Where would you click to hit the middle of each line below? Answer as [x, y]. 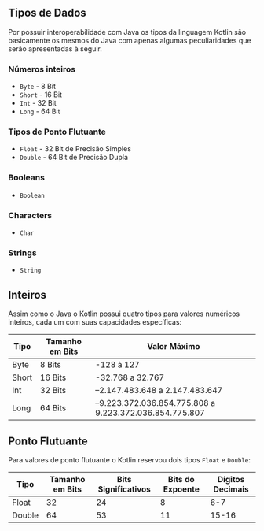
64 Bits [53, 408]
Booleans [27, 178]
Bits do [181, 479]
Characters [30, 215]
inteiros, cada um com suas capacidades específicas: [95, 322]
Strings [22, 253]
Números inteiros [42, 69]
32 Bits [53, 391]
